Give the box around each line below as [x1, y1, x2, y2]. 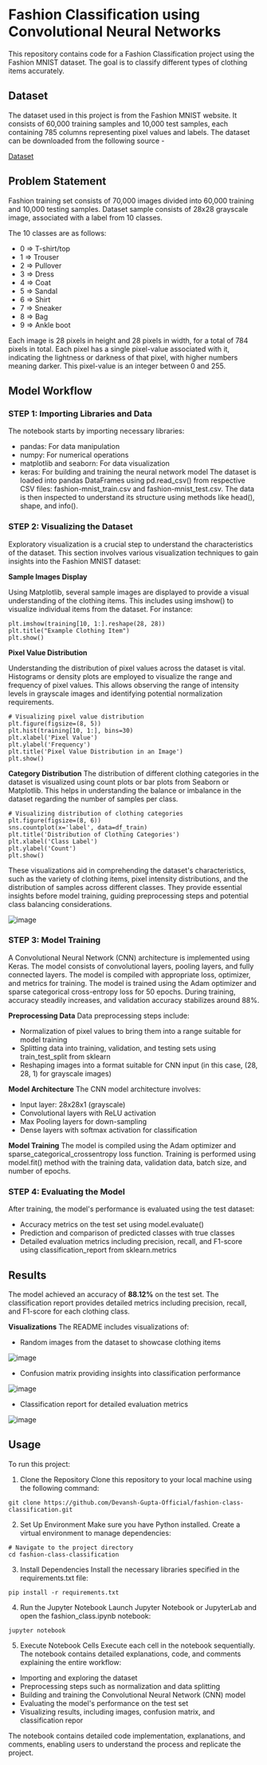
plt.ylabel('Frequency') [8, 741, 91, 749]
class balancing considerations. [8, 899, 112, 908]
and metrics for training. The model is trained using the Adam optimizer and [8, 978, 257, 988]
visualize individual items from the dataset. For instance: [8, 604, 193, 614]
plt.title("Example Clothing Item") [8, 626, 130, 634]
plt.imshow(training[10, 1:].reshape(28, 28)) [8, 619, 166, 628]
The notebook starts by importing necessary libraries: [8, 426, 185, 436]
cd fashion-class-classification [8, 1550, 120, 1559]
